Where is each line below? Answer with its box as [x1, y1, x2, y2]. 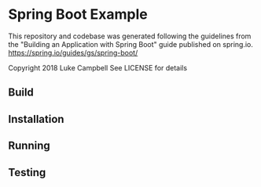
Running [8, 139, 51, 153]
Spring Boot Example [8, 5, 148, 23]
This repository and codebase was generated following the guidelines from [8, 31, 252, 41]
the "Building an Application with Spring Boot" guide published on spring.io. [8, 39, 254, 49]
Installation [8, 112, 64, 126]
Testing [8, 166, 46, 179]
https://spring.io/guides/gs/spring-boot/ [8, 48, 138, 57]
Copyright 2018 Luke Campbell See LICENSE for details [8, 63, 187, 72]
